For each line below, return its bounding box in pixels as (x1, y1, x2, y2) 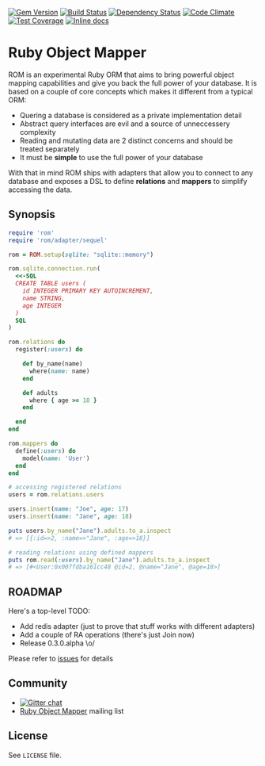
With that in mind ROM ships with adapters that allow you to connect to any (8, 167, 253, 178)
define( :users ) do (15, 446, 77, 455)
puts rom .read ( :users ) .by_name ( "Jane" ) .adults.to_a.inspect (8, 556, 211, 564)
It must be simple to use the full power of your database (19, 152, 203, 162)
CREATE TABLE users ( (15, 280, 87, 288)
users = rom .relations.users (8, 491, 104, 499)
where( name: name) (28, 367, 90, 375)
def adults (22, 389, 59, 396)
